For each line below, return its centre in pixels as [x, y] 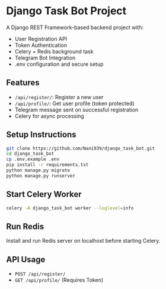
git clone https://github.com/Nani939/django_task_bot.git [81, 148]
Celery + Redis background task [54, 51]
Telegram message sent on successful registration [76, 109]
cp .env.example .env [33, 159]
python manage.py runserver [41, 176]
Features [23, 83]
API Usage [26, 259]
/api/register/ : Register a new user [59, 97]
